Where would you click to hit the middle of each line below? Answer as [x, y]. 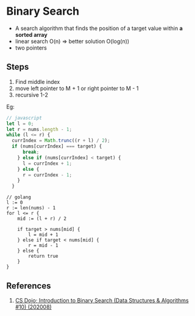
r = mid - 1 [44, 246]
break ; [31, 152]
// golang [19, 197]
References [29, 286]
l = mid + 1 [44, 235]
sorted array [31, 34]
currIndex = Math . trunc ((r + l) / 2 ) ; [61, 141]
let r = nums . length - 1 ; [39, 129]
